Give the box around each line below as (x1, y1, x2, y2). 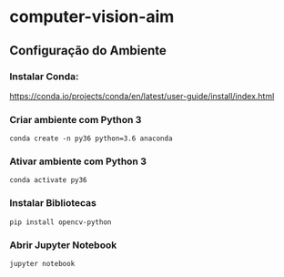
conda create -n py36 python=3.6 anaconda (9, 134, 173, 143)
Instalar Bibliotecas (9, 197, 97, 210)
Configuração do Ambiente (9, 43, 167, 58)
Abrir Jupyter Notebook (9, 239, 117, 251)
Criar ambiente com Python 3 (9, 113, 142, 126)
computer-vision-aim (9, 6, 175, 27)
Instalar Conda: (9, 70, 79, 83)
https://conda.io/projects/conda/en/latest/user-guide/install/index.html (9, 90, 275, 101)
